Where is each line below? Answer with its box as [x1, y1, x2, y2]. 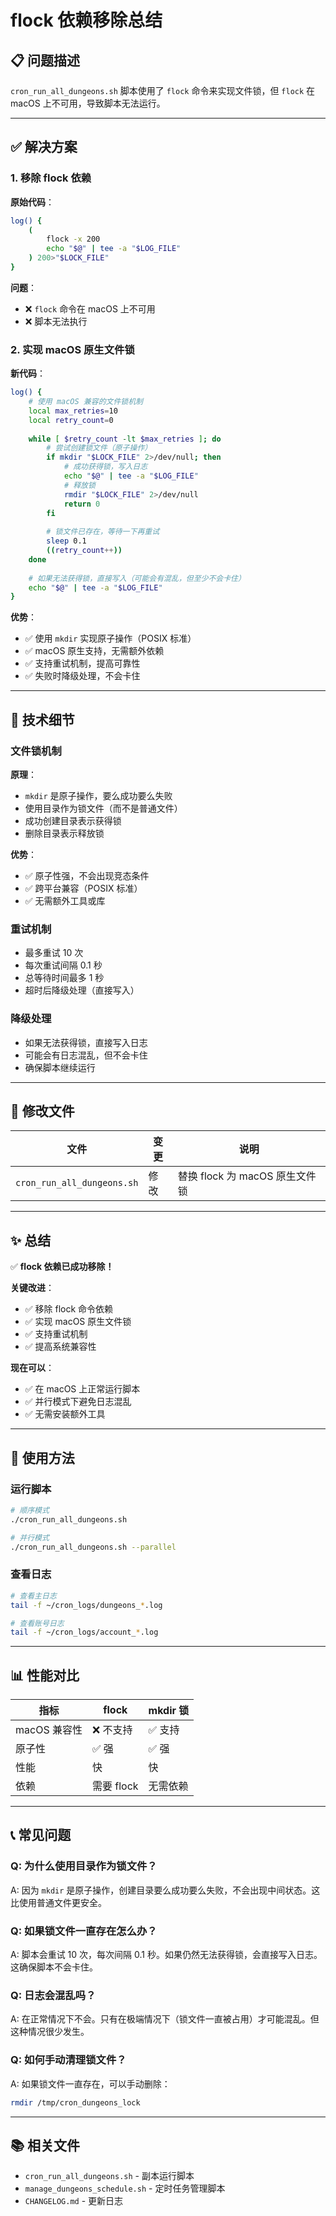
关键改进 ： [10, 1282, 55, 1294]
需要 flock [91, 1779, 139, 1793]
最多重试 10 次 [24, 947, 84, 959]
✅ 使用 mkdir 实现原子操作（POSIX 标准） [24, 632, 197, 645]
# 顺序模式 [10, 1505, 50, 1515]
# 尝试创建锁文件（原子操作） [46, 443, 153, 453]
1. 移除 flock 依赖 [10, 171, 92, 185]
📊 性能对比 [10, 1667, 80, 1684]
